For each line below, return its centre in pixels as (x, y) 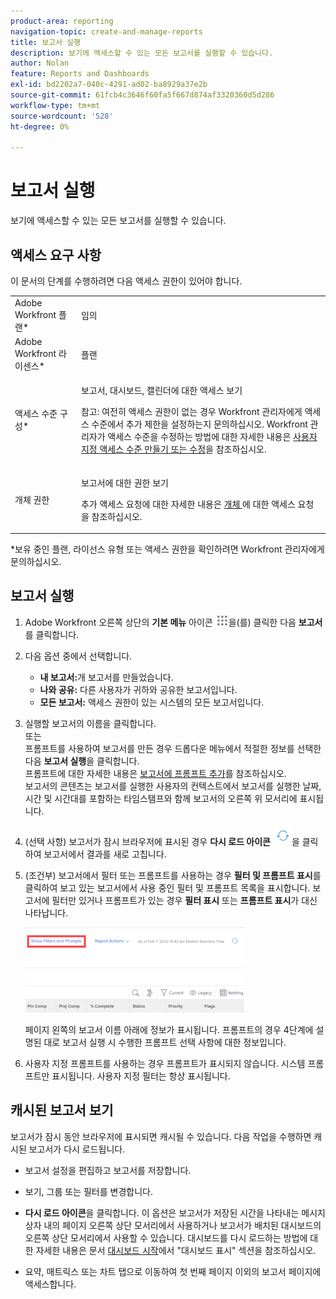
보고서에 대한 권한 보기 (124, 482)
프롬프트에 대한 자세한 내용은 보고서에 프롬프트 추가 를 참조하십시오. (155, 773)
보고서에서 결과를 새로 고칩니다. (105, 854)
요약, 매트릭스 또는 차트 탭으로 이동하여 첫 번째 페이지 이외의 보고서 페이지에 (173, 1271)
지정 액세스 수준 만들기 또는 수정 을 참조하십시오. (173, 449)
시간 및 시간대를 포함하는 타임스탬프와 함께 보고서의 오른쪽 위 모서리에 (161, 798)
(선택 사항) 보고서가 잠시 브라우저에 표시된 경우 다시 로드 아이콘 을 (162, 841)
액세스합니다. (50, 1284)
